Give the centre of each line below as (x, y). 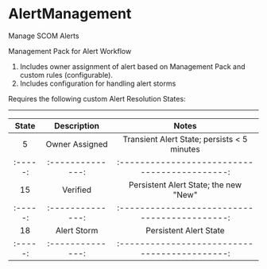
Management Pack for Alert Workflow (70, 51)
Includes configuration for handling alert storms (98, 83)
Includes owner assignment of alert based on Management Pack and (132, 66)
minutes (185, 149)
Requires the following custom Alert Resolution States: (97, 98)
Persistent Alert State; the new (185, 185)
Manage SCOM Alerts (44, 36)
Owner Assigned (77, 144)
